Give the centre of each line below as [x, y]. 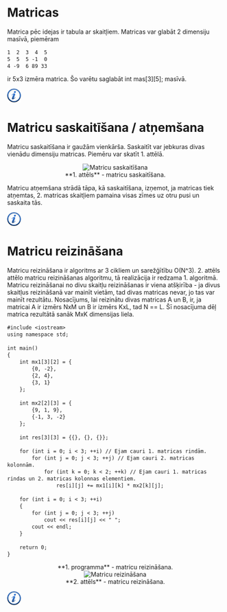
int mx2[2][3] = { [46, 403]
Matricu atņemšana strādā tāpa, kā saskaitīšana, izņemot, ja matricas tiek [111, 188]
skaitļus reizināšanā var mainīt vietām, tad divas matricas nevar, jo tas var [111, 292]
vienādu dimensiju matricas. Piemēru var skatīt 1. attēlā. [86, 154]
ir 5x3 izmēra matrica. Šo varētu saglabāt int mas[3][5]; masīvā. [97, 79]
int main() [23, 348]
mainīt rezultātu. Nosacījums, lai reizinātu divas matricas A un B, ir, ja [104, 299]
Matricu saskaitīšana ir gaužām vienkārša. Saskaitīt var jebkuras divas [106, 146]
